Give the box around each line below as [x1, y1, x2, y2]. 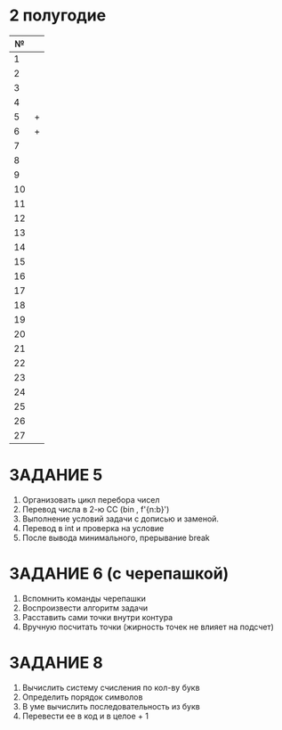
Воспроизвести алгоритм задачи [21, 603, 149, 613]
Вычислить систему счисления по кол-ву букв [21, 682, 200, 693]
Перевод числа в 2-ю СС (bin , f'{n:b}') [21, 504, 170, 514]
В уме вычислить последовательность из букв [21, 701, 200, 711]
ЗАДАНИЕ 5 [9, 465, 103, 486]
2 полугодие [9, 5, 107, 26]
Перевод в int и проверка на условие [21, 522, 165, 533]
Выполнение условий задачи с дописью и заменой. [21, 513, 220, 524]
